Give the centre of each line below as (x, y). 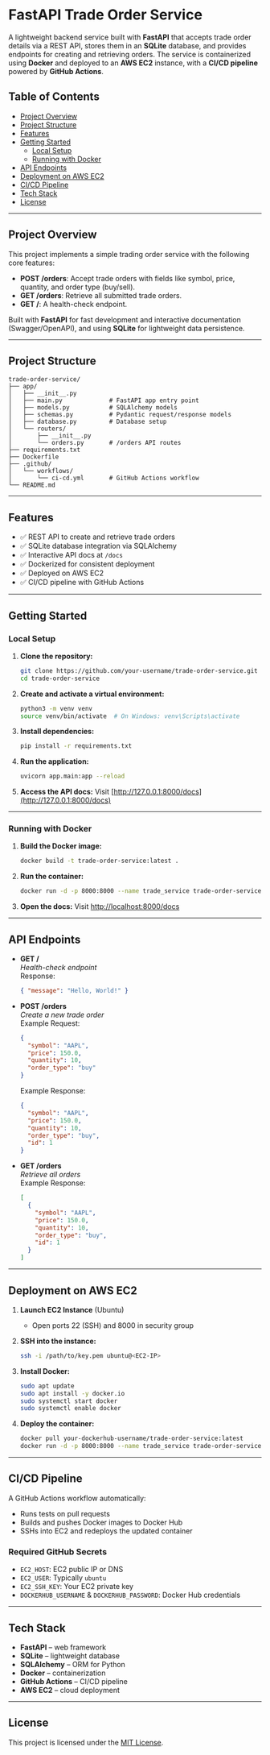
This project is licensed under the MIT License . (86, 1742)
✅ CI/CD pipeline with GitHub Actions (82, 583)
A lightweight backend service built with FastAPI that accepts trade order (130, 37)
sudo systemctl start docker (69, 1401)
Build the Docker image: (61, 846)
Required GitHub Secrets (57, 1551)
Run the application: (55, 761)
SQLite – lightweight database (70, 1655)
